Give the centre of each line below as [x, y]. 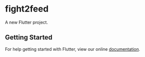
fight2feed [27, 9]
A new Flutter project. [27, 22]
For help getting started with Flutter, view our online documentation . [72, 49]
